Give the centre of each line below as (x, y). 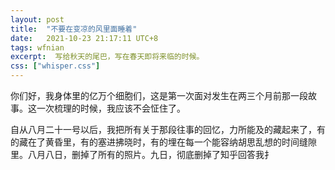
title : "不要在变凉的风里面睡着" (74, 29)
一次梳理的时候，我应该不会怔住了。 (111, 108)
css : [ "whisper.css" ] (55, 66)
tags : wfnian (37, 47)
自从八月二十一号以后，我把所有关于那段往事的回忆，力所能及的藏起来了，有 (168, 129)
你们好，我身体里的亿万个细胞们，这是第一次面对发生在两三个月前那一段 (159, 95)
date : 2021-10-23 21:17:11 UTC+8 (84, 38)
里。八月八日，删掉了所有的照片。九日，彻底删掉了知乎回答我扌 (141, 154)
